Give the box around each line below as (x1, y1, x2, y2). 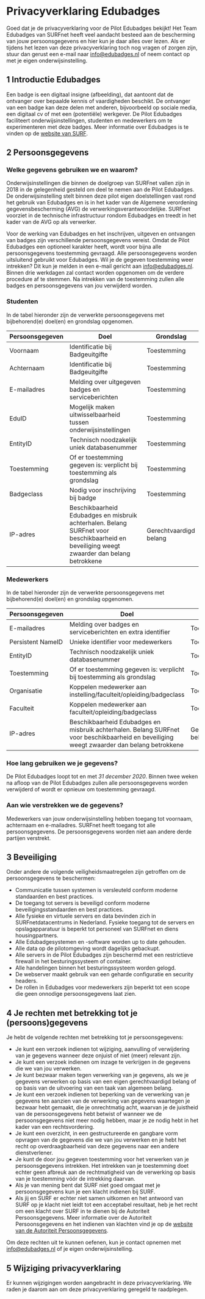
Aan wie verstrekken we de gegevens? (6, 801, 124, 810)
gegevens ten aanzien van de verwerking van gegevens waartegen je (15, 1097, 190, 1105)
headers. (15, 977, 38, 985)
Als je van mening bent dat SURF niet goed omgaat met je (15, 1182, 160, 1189)
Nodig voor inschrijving (69, 486, 136, 494)
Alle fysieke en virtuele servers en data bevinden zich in (15, 912, 157, 919)
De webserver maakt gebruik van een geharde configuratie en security (15, 971, 194, 978)
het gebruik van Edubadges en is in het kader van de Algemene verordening (6, 199, 198, 206)
